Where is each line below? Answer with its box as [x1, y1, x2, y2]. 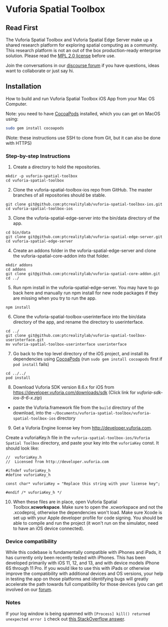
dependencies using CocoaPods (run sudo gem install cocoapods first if [12, 356, 162, 362]
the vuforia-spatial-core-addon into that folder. [12, 253, 109, 259]
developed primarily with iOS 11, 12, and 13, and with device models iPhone [5, 560, 159, 566]
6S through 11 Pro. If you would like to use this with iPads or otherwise [5, 565, 150, 571]
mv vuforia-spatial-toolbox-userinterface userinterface [5, 342, 127, 347]
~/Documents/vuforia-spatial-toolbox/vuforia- [52, 410, 151, 415]
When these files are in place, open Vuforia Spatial [12, 499, 117, 505]
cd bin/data [5, 230, 30, 235]
